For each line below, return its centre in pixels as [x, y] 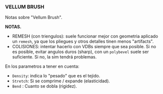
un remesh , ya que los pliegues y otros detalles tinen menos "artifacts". [83, 41]
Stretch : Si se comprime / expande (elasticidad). [61, 81]
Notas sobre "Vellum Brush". [34, 18]
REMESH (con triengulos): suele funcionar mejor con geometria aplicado [85, 36]
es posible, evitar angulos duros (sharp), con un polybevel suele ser [80, 52]
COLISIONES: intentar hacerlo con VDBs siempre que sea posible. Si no [84, 47]
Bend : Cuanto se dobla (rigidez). [44, 86]
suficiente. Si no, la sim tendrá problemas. [54, 57]
